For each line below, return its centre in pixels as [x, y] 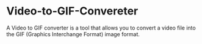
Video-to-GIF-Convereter [72, 11]
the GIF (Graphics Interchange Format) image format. [73, 34]
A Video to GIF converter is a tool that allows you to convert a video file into [101, 28]
